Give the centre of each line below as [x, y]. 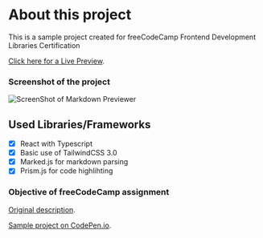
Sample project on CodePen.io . [60, 225]
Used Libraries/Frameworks [80, 125]
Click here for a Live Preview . [56, 61]
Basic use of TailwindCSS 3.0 [69, 153]
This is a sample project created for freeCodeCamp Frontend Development [132, 37]
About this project [70, 15]
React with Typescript [56, 144]
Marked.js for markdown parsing [74, 162]
